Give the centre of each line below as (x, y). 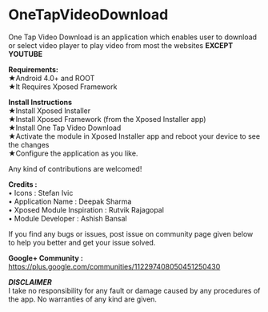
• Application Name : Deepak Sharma (70, 201)
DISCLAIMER (30, 282)
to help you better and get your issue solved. (82, 242)
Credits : (23, 184)
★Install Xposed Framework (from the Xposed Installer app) (107, 119)
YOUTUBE (26, 54)
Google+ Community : (46, 257)
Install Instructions (40, 102)
